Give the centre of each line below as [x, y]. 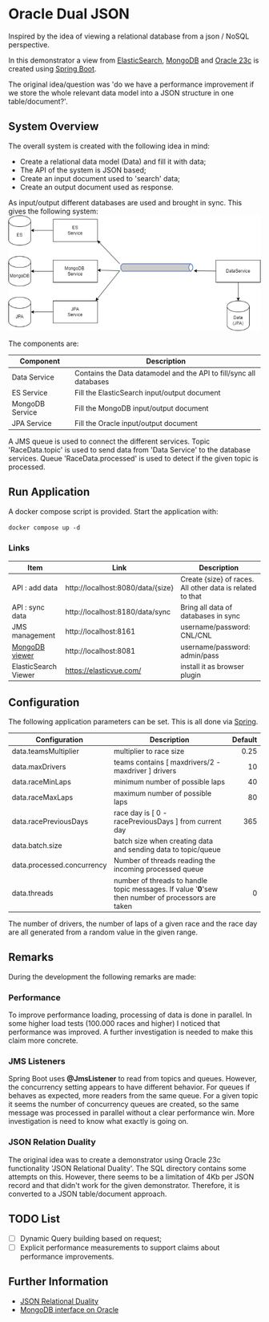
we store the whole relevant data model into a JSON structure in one [121, 92]
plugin [191, 675]
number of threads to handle [161, 880]
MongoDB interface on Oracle [69, 1309]
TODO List [34, 1219]
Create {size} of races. [217, 579]
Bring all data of [206, 607]
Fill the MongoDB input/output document [142, 408]
